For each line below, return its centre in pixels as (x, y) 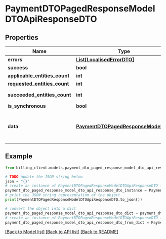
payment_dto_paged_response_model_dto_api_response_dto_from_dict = (77, 222)
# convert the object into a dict (41, 208)
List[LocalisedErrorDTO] (105, 60)
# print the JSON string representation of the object (63, 195)
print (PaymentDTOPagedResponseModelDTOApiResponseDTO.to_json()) (74, 200)
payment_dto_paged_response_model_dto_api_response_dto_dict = (72, 213)
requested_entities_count (38, 84)
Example (19, 156)
